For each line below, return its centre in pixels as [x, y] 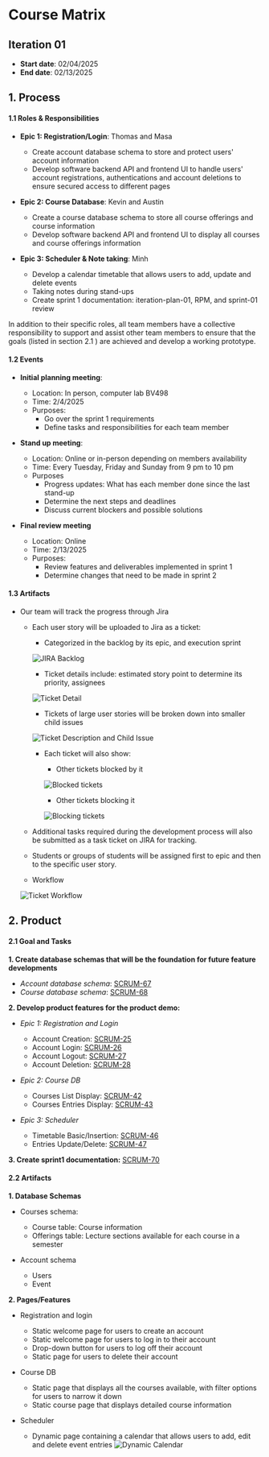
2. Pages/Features [39, 1299]
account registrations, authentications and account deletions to [137, 177]
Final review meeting [55, 525]
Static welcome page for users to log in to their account [124, 1339]
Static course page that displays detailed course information [132, 1405]
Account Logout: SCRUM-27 [79, 1056]
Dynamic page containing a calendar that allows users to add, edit [141, 1436]
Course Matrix [57, 15]
